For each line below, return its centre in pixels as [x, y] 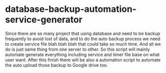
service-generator [44, 20]
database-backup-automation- [71, 9]
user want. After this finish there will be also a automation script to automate [83, 60]
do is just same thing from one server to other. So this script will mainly [78, 49]
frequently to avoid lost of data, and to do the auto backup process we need [83, 39]
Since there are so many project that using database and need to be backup [83, 33]
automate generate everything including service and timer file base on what [83, 54]
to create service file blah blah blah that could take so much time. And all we [83, 44]
